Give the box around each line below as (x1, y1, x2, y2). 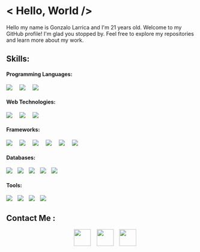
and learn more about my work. (6, 37, 84, 44)
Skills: (6, 54, 30, 64)
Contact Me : (6, 213, 56, 223)
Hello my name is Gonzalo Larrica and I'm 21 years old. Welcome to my (6, 23, 182, 31)
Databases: (6, 154, 36, 161)
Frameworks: (6, 126, 40, 133)
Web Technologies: (6, 98, 56, 105)
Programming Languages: (6, 70, 73, 78)
